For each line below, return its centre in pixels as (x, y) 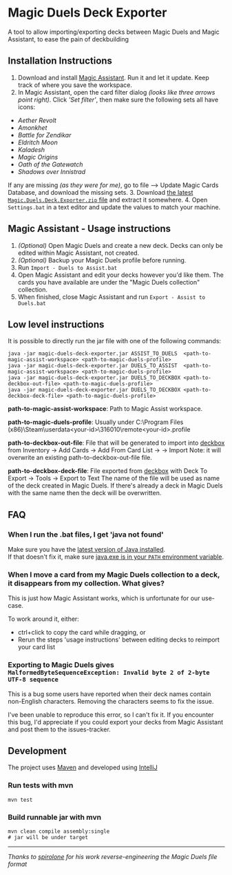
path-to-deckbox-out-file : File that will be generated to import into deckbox (116, 443)
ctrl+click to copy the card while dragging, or (82, 633)
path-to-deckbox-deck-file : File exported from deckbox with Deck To (108, 471)
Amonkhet (32, 127)
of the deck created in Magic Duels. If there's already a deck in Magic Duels (115, 485)
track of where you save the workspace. (75, 85)
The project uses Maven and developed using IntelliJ (83, 767)
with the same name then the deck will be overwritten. (85, 493)
